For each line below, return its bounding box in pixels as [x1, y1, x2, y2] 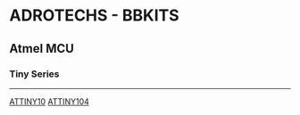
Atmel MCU [9, 41, 74, 56]
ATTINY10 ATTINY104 [9, 95, 89, 107]
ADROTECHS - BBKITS [9, 5, 180, 26]
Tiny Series [9, 68, 60, 80]
